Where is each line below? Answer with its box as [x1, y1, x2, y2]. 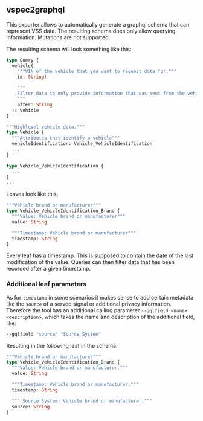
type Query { [6, 57, 39, 63]
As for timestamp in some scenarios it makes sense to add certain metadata [6, 294, 194, 301]
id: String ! [17, 74, 47, 80]
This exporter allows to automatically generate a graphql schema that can [6, 21, 190, 28]
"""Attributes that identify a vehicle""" [11, 135, 120, 141]
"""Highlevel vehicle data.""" [6, 124, 85, 130]
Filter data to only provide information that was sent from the [17, 91, 185, 97]
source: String [11, 403, 50, 410]
